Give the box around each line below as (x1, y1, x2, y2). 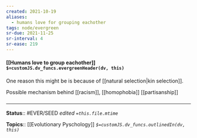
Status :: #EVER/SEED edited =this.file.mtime (6, 109, 118, 117)
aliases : (6, 14, 28, 20)
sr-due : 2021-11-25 (6, 30, 54, 36)
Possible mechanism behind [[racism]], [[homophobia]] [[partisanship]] (6, 89, 179, 96)
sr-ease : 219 (6, 42, 38, 47)
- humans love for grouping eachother (11, 19, 107, 25)
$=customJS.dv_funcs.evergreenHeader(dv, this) (6, 65, 125, 71)
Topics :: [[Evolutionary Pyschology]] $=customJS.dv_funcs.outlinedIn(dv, (6, 121, 186, 128)
